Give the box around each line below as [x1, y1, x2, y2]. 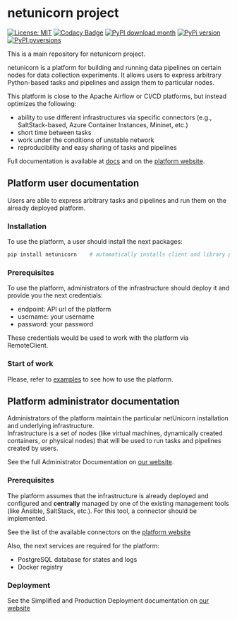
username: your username [17, 312, 95, 321]
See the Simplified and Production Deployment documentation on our [7, 596, 209, 605]
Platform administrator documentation [7, 395, 180, 407]
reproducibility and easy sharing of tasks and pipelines [17, 143, 178, 151]
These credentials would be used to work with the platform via [7, 334, 189, 342]
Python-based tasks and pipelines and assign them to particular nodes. [7, 78, 215, 86]
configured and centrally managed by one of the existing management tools [7, 499, 229, 507]
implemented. [7, 514, 47, 522]
